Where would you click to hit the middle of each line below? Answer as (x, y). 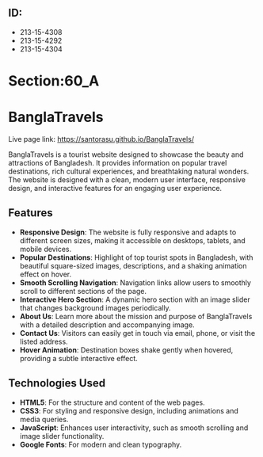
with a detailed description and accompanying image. (107, 325)
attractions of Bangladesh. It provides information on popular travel (118, 162)
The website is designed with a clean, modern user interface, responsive (127, 179)
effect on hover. (46, 274)
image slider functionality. (62, 436)
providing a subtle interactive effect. (79, 358)
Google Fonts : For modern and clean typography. (101, 444)
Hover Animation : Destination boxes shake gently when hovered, (126, 350)
